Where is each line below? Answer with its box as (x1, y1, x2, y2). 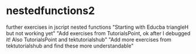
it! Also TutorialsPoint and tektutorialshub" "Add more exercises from (6, 36, 171, 43)
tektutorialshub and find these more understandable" (6, 42, 134, 49)
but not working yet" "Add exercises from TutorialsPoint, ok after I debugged (6, 29, 191, 36)
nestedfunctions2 (6, 4, 95, 18)
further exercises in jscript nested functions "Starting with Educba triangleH (6, 23, 189, 31)
